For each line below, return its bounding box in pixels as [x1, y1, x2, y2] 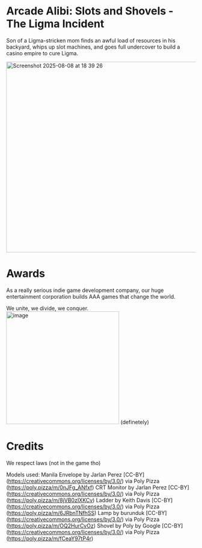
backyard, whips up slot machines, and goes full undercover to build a [6, 43, 180, 50]
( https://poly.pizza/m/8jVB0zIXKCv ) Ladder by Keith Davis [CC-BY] [6, 496, 173, 504]
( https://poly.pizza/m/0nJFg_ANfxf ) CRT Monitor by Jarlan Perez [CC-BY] [6, 484, 189, 491]
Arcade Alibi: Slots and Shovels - [6, 4, 174, 18]
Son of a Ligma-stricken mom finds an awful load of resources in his [6, 37, 176, 44]
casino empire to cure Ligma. [6, 49, 79, 56]
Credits [6, 440, 44, 453]
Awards [6, 267, 46, 281]
